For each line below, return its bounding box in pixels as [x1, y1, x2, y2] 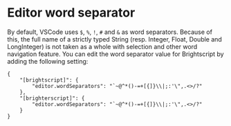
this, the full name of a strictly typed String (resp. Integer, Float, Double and [7, 35, 223, 43]
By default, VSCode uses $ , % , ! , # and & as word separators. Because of [7, 28, 213, 36]
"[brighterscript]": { [19, 95, 85, 102]
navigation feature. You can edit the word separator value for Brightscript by [7, 50, 224, 58]
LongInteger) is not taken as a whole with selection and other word [7, 42, 198, 51]
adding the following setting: [7, 57, 89, 65]
